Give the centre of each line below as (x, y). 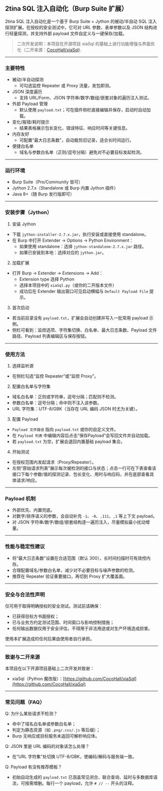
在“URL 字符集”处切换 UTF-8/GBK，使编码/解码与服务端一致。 (74, 757)
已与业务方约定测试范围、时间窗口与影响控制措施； (63, 622)
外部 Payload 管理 (30, 104)
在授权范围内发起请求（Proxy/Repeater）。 (54, 462)
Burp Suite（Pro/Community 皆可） (47, 182)
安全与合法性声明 (25, 594)
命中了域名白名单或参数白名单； (44, 724)
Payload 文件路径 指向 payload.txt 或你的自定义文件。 (65, 429)
